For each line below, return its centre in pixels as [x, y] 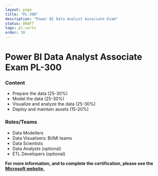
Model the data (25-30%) [38, 99]
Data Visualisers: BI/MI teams [42, 138]
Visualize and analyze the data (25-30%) [54, 104]
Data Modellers [28, 133]
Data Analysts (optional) [37, 148]
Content [15, 83]
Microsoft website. [25, 169]
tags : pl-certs [21, 28]
